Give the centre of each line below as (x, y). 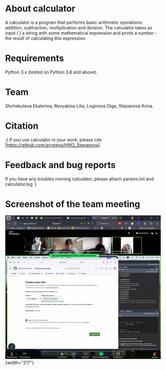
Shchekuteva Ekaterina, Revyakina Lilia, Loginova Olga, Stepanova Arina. (79, 106)
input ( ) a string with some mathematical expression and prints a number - (81, 33)
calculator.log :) (21, 184)
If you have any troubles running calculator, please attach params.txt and (80, 179)
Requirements (35, 58)
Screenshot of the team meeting (73, 204)
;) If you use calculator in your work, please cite (54, 140)
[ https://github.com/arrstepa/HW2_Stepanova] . (53, 145)
